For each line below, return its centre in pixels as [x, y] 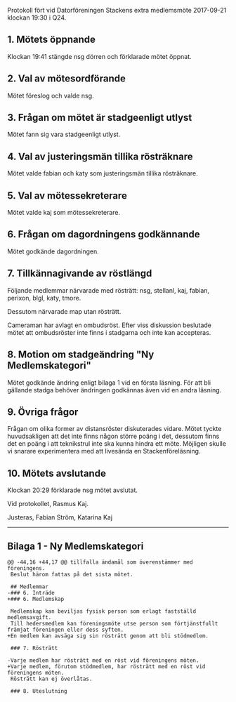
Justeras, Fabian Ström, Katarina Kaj [60, 517]
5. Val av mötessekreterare [67, 196]
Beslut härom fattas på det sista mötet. [72, 574]
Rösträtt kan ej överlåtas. [51, 679]
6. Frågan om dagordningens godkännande [104, 234]
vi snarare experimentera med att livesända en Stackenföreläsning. [104, 451]
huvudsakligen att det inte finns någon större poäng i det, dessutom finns [113, 436]
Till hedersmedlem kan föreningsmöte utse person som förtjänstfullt [114, 623]
